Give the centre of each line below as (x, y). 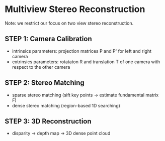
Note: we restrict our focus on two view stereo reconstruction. (69, 23)
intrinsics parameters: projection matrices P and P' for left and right (82, 51)
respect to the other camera (41, 67)
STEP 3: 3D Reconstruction (48, 121)
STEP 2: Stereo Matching (45, 83)
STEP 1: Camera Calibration (48, 39)
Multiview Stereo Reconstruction (75, 9)
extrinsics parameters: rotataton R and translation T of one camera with (86, 62)
